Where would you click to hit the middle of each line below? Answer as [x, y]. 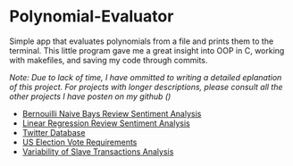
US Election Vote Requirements [80, 142]
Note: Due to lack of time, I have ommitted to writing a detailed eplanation [146, 77]
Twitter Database [54, 132]
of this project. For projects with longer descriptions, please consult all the [146, 87]
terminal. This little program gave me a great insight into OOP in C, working [147, 50]
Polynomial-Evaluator [92, 17]
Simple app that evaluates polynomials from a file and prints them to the [142, 41]
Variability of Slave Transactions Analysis [98, 151]
